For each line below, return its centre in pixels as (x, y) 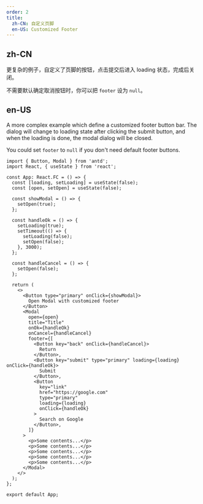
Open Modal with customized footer (74, 301)
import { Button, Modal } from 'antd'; (57, 161)
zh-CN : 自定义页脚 (33, 23)
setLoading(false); (47, 236)
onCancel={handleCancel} (60, 333)
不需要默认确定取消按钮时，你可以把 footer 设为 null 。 (76, 90)
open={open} (44, 317)
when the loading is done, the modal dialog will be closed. (80, 138)
